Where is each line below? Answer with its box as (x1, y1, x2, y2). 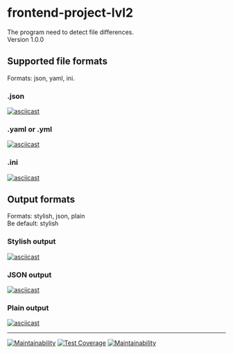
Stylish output (7, 236, 56, 246)
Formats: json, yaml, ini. (7, 74, 75, 82)
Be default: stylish (7, 219, 59, 227)
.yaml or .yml (7, 124, 53, 134)
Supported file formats (7, 56, 107, 67)
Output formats (7, 193, 76, 206)
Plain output (7, 303, 49, 312)
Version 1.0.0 (7, 35, 44, 43)
